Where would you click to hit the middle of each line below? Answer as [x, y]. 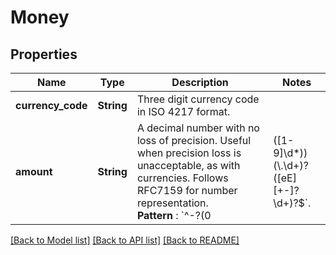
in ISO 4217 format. [183, 111]
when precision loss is [189, 153]
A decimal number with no [198, 128]
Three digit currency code [198, 99]
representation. [172, 203]
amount [34, 171]
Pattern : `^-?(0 [174, 215]
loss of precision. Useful [194, 140]
